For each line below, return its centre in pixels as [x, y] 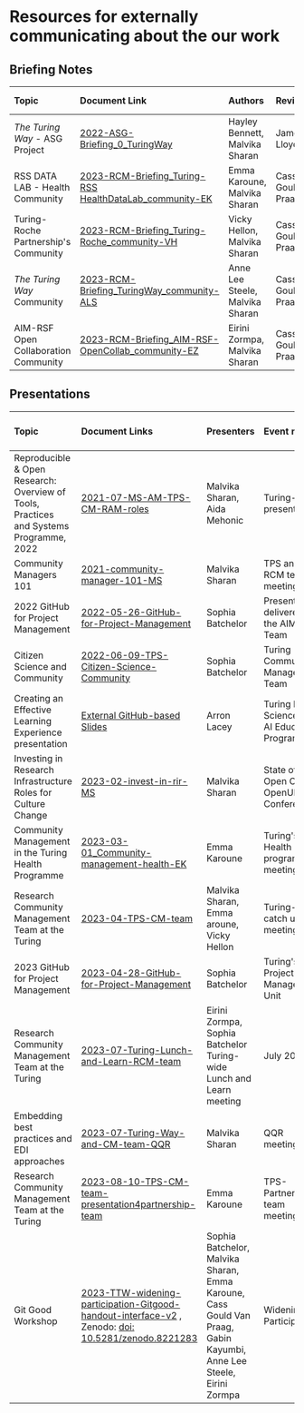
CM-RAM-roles [115, 508]
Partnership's [43, 242]
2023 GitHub [42, 967]
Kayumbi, [227, 1349]
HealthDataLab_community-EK [146, 199]
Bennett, [246, 133]
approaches [39, 1161]
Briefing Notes [51, 69]
